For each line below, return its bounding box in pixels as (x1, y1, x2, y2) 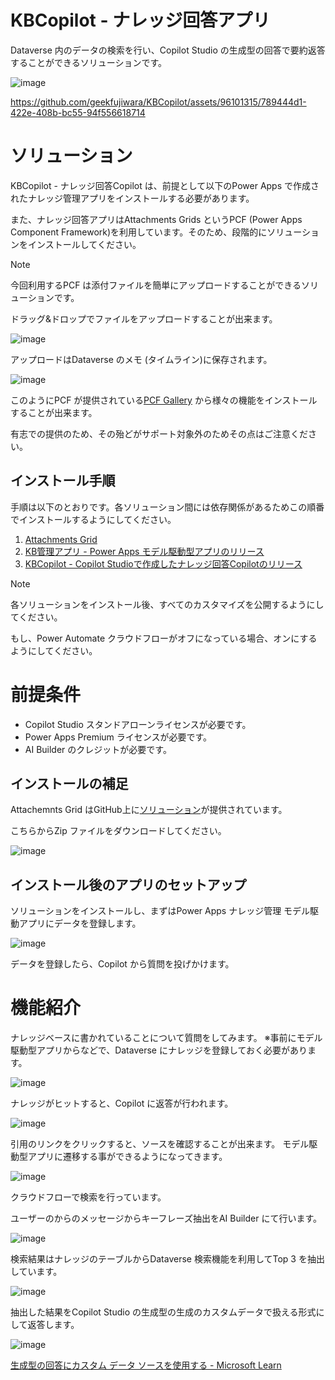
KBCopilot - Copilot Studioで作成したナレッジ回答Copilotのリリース (24, 557, 303, 570)
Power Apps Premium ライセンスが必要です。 (24, 731, 213, 743)
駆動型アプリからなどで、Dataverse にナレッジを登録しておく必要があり (10, 1044, 308, 1056)
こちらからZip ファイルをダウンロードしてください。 (10, 825, 227, 837)
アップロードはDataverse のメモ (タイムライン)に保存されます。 (10, 353, 273, 365)
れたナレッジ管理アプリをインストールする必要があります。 (10, 192, 255, 204)
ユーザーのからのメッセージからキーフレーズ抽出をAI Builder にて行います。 (10, 1212, 323, 1225)
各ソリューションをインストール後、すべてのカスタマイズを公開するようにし (10, 598, 325, 610)
